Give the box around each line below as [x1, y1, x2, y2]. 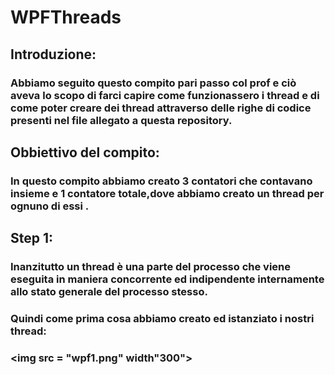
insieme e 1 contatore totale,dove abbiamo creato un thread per [10, 186, 325, 200]
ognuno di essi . [10, 199, 90, 213]
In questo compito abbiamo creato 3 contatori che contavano [10, 174, 313, 188]
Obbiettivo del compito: [10, 144, 160, 161]
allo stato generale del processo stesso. [10, 285, 208, 299]
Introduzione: [10, 46, 97, 63]
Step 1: [10, 230, 54, 247]
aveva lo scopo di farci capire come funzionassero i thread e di [10, 88, 320, 102]
